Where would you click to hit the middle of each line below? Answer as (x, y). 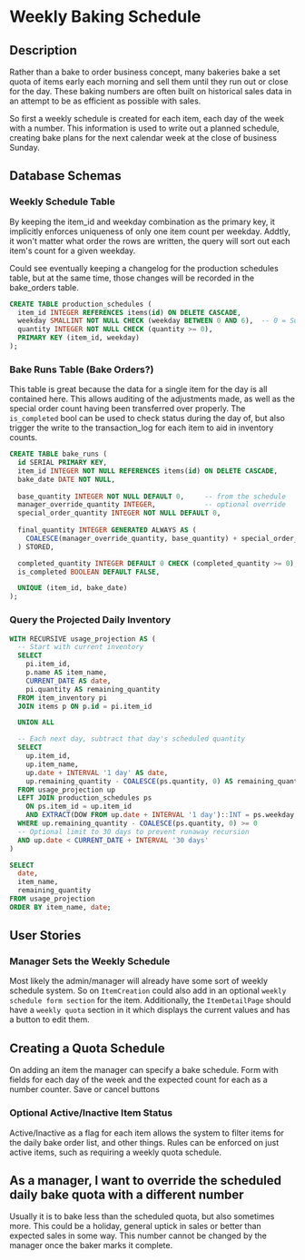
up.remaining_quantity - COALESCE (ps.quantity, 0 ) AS (129, 781)
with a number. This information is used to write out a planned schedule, (144, 128)
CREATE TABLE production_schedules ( (81, 304)
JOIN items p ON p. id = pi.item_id (85, 706)
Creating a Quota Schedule (87, 1048)
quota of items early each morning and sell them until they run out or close (149, 82)
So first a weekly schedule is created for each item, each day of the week (147, 118)
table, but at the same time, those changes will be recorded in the (132, 278)
